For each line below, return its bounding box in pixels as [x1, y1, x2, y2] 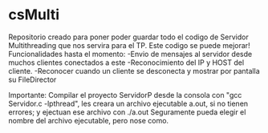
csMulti [8, 6, 60, 24]
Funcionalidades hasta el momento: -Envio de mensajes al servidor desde [8, 49, 253, 58]
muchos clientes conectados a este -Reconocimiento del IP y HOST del [8, 58, 245, 67]
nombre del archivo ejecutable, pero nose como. [8, 115, 169, 125]
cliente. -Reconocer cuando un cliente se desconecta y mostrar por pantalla [8, 66, 261, 75]
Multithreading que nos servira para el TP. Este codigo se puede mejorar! [8, 40, 250, 50]
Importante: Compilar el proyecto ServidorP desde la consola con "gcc [8, 90, 242, 99]
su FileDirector [8, 75, 57, 84]
